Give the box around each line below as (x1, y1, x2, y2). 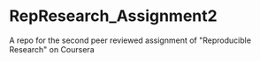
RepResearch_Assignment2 (9, 6, 218, 26)
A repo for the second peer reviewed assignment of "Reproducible (9, 35, 252, 45)
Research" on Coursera (9, 44, 95, 54)
